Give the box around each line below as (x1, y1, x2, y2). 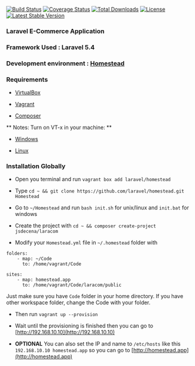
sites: (6, 272, 23, 278)
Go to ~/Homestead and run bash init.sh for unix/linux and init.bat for (14, 204, 190, 211)
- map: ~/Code (17, 256, 52, 262)
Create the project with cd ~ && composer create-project (14, 222, 157, 229)
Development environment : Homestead (6, 59, 125, 67)
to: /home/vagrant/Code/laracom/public (22, 282, 121, 288)
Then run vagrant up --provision (14, 311, 98, 318)
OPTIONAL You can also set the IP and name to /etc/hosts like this (14, 340, 181, 347)
